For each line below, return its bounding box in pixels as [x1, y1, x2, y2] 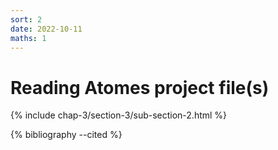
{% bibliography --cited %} [10, 129, 123, 141]
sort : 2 [10, 14, 43, 25]
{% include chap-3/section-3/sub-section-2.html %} [10, 109, 228, 121]
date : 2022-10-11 [10, 24, 83, 34]
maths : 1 [10, 33, 47, 43]
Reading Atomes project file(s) [10, 76, 270, 99]
